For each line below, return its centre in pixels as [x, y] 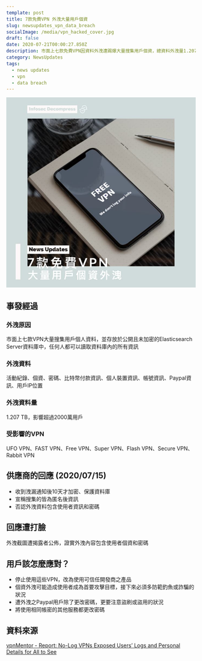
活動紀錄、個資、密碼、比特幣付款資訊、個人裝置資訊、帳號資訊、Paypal [96, 378]
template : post [25, 13]
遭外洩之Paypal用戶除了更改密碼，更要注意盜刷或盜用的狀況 [89, 602]
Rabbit [14, 455]
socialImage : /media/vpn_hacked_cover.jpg [60, 32]
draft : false [23, 38]
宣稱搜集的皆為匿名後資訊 [47, 499]
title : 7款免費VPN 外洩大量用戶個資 [47, 19]
